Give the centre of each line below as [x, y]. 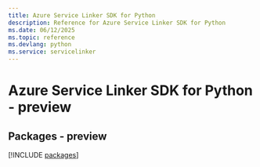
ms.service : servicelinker [52, 52]
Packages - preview [58, 136]
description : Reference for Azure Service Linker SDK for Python [117, 23]
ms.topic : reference [42, 37]
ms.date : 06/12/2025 [42, 30]
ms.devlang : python [40, 45]
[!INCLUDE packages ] [43, 155]
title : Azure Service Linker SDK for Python [82, 15]
